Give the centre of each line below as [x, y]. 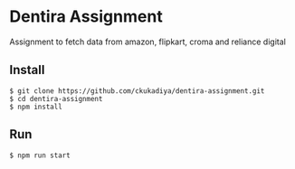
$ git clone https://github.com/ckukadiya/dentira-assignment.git [137, 91]
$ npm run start [40, 155]
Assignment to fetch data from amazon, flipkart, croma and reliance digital [148, 42]
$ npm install [36, 107]
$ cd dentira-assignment [56, 99]
